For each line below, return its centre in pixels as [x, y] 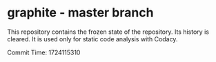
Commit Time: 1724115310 [44, 52]
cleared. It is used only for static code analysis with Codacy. [92, 39]
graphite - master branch [80, 13]
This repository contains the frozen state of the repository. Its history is [108, 32]
